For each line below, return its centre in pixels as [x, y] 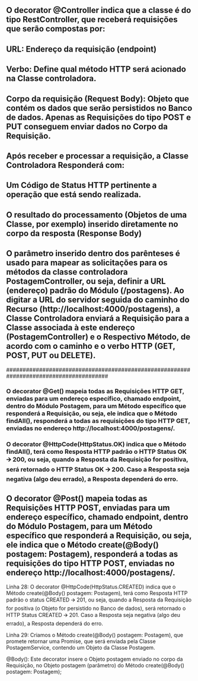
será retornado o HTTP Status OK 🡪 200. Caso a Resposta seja [98, 470]
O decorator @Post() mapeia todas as [77, 498]
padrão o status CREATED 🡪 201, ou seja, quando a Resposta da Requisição [99, 600]
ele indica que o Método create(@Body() [82, 545]
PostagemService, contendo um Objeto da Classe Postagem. [81, 648]
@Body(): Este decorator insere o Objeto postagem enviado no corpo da [95, 659]
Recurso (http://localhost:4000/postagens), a [93, 309]
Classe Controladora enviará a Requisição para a [98, 318]
